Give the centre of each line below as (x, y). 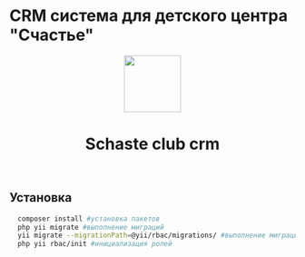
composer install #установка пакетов (89, 219)
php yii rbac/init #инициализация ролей (95, 244)
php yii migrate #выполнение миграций (91, 227)
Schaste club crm (152, 144)
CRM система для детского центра (149, 16)
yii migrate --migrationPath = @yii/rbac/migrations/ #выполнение (142, 236)
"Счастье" (52, 35)
